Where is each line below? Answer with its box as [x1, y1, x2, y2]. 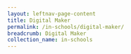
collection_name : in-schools [7, 36, 93, 43]
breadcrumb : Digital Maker [7, 29, 87, 37]
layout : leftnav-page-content [7, 10, 96, 18]
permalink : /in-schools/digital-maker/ [7, 23, 125, 30]
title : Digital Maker [7, 17, 71, 24]
